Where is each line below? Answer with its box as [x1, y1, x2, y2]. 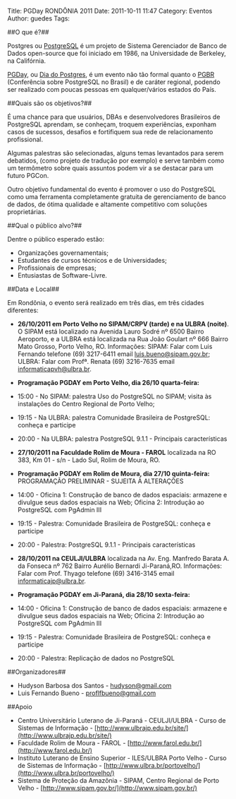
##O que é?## [7, 28, 49, 36]
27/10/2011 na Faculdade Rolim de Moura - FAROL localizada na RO [17, 449, 216, 456]
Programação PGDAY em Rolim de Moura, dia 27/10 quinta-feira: [17, 470, 210, 478]
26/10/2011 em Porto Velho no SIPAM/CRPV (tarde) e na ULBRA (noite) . [17, 320, 229, 328]
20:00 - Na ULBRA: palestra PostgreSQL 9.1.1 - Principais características [17, 434, 228, 443]
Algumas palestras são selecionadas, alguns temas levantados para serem [7, 149, 224, 157]
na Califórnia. [7, 57, 46, 65]
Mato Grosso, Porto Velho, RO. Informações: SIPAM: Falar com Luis [17, 343, 213, 350]
